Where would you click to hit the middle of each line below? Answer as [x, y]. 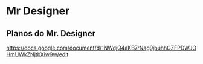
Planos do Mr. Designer [51, 34]
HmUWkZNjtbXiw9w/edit [37, 54]
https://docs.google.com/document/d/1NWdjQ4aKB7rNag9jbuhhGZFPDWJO [101, 48]
